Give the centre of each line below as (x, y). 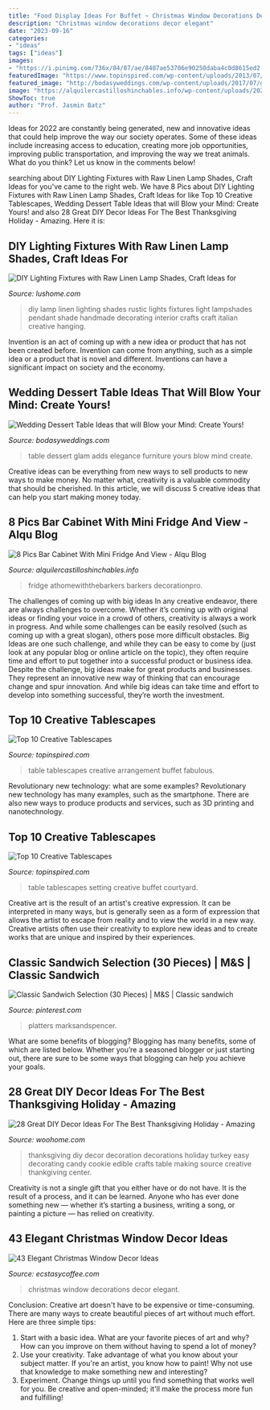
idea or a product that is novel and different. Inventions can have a (118, 359)
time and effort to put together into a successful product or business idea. (131, 661)
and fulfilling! (41, 1397)
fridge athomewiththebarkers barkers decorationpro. (115, 585)
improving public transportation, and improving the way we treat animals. (129, 154)
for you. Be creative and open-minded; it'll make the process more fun (136, 1388)
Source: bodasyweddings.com (59, 440)
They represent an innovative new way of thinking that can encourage (124, 678)
